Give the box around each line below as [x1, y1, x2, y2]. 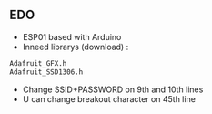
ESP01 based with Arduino [22, 31, 122, 42]
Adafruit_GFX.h [9, 58, 67, 67]
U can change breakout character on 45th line [22, 93, 196, 104]
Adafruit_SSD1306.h [9, 67, 84, 77]
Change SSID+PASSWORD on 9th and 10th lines [22, 84, 204, 95]
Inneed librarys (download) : [22, 41, 129, 52]
